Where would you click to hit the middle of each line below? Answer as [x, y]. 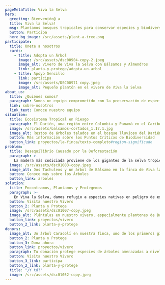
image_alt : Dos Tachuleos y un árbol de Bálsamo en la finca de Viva [82, 170]
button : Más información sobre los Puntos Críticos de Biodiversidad [82, 138]
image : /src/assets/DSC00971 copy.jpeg [59, 83]
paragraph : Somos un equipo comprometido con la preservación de [78, 101]
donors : [13, 229]
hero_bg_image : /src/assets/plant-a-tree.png [57, 37]
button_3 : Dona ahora [32, 243]
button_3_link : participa [36, 261]
